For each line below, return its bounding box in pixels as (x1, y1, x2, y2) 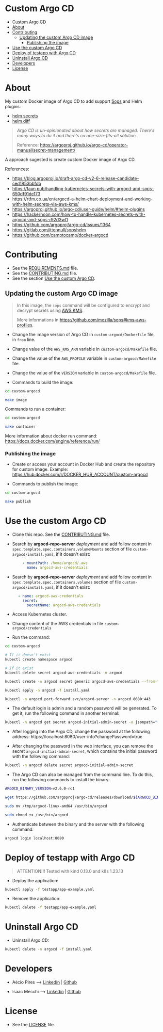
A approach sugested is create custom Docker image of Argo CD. (5, 156, 136, 162)
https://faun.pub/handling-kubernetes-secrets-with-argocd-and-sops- (12, 185, 154, 192)
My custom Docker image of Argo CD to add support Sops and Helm (5, 98, 142, 104)
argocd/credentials (12, 626, 52, 631)
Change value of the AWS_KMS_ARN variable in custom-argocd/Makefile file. (12, 346, 158, 352)
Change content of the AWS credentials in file (12, 621, 103, 627)
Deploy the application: (12, 877, 59, 883)
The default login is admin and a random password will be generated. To (12, 705, 157, 711)
